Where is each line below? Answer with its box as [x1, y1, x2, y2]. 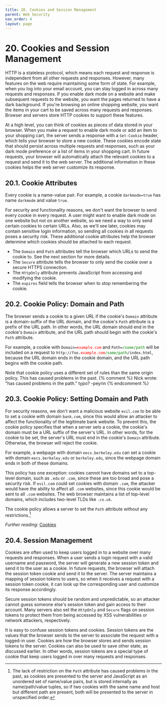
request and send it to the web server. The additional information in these [5, 159, 156, 165]
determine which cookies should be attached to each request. [5, 239, 132, 244]
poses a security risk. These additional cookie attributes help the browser [5, 234, 156, 239]
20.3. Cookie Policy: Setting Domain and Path [5, 395, 149, 403]
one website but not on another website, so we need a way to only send [5, 218, 153, 224]
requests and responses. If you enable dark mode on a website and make [5, 91, 156, 97]
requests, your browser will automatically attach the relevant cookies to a [5, 154, 155, 160]
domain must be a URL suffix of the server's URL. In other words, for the [5, 429, 153, 435]
